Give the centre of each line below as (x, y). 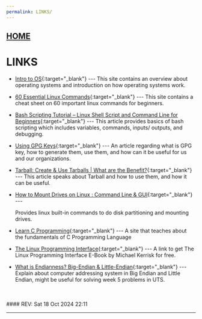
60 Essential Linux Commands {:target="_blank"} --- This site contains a (104, 96)
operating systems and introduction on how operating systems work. (100, 85)
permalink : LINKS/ (29, 12)
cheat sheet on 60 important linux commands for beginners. (89, 103)
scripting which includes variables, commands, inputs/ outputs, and (99, 128)
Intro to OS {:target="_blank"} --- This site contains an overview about (101, 78)
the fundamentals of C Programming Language (73, 237)
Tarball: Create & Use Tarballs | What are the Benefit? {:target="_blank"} (103, 170)
